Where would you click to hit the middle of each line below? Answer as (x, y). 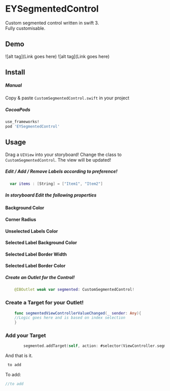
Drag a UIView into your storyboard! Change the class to (63, 154)
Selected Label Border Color (35, 266)
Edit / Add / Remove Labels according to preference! (61, 171)
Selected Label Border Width (36, 254)
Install (15, 72)
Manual (13, 85)
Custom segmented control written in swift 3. (52, 23)
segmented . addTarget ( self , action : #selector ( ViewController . (90, 346)
